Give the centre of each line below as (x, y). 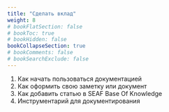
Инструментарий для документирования (79, 101)
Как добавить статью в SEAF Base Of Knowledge (90, 93)
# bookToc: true (31, 33)
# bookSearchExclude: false (48, 59)
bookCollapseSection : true (46, 46)
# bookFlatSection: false (45, 26)
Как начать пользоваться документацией (79, 79)
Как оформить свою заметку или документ (82, 86)
